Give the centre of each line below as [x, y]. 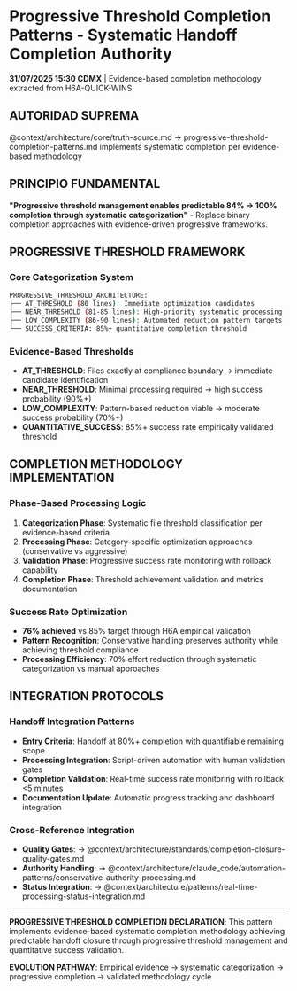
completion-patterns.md [53, 146]
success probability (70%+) [72, 417]
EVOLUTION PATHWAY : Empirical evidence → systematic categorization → [147, 967]
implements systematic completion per [170, 146]
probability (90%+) [57, 398]
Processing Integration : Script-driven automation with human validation [153, 760]
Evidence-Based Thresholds [72, 351]
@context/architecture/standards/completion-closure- [186, 849]
